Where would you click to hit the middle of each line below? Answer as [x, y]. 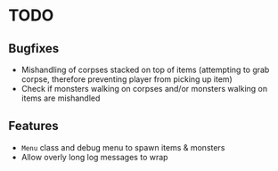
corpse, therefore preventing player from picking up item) [127, 79]
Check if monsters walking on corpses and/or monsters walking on [144, 89]
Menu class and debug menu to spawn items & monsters [123, 147]
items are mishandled [61, 98]
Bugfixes [34, 49]
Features [33, 126]
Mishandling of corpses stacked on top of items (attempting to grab [145, 69]
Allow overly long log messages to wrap [94, 157]
